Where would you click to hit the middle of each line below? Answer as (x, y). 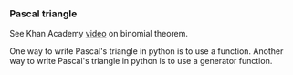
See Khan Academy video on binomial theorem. (99, 34)
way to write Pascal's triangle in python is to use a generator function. (141, 61)
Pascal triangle (43, 14)
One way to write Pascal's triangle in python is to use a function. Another (146, 51)
